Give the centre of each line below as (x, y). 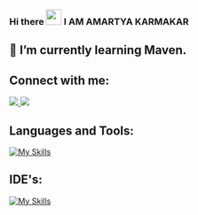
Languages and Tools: (72, 131)
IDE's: (26, 180)
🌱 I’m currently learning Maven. (98, 50)
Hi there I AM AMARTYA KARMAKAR (99, 21)
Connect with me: (59, 80)
